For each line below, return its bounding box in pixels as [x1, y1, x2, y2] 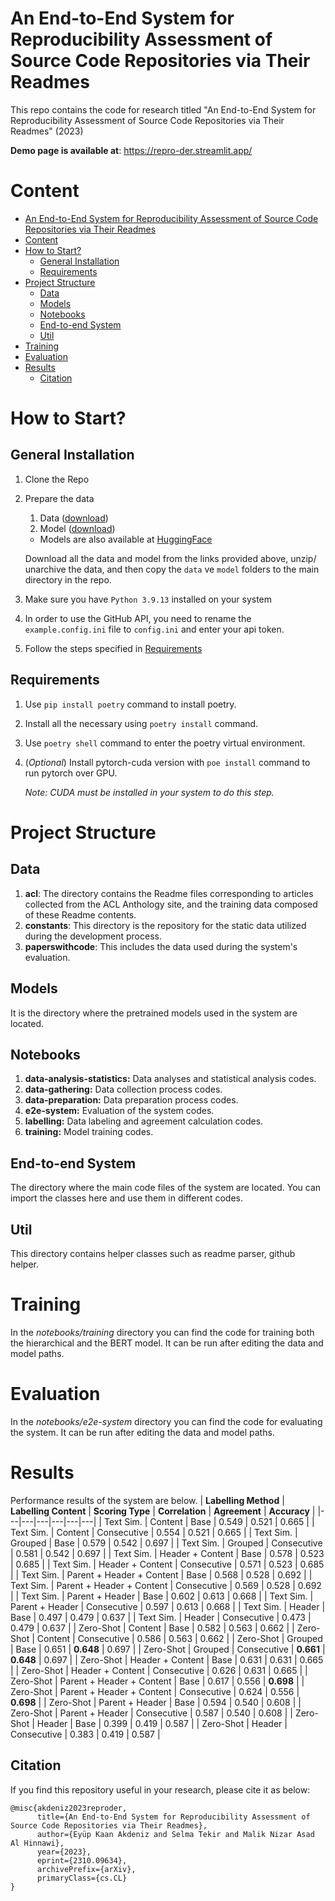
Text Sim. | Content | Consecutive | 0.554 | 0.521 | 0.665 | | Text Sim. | [10, 1526, 298, 1538]
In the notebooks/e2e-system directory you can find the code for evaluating [10, 1415, 323, 1427]
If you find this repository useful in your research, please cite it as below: [10, 1783, 311, 1796]
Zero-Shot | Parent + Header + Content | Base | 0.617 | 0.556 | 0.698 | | [10, 1675, 305, 1687]
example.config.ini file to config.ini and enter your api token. [24, 623, 285, 635]
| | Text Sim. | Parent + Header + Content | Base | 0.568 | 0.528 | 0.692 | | [10, 1568, 313, 1581]
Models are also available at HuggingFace [39, 533, 213, 545]
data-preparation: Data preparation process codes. [24, 1094, 239, 1106]
